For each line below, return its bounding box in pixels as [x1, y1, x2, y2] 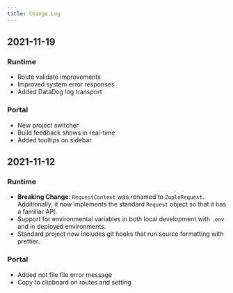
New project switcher [17, 121, 79, 129]
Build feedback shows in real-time [17, 128, 116, 137]
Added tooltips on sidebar [17, 135, 92, 144]
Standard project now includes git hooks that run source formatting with [17, 230, 224, 238]
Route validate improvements [17, 73, 101, 81]
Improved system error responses [17, 80, 115, 89]
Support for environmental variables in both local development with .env [17, 215, 225, 223]
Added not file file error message [17, 270, 113, 279]
